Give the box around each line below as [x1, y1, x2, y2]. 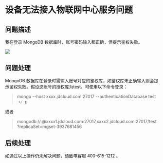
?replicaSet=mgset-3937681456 [17, 124, 82, 129]
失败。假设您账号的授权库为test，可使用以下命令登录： [18, 84, 128, 90]
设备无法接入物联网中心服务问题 [5, 4, 133, 16]
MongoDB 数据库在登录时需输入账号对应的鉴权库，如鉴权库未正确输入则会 [5, 77, 154, 83]
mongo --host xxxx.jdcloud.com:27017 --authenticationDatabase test [17, 93, 156, 99]
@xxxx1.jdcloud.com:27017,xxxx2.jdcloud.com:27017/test [42, 118, 157, 124]
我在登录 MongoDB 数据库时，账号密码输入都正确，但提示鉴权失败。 [5, 39, 143, 45]
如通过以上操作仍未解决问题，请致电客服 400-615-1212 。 [5, 153, 121, 159]
